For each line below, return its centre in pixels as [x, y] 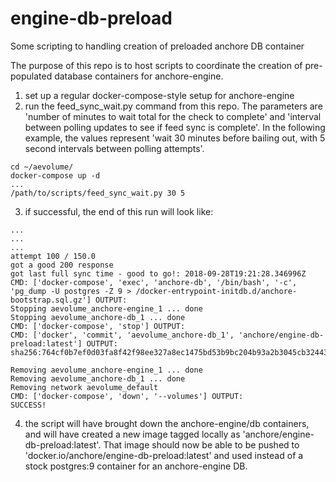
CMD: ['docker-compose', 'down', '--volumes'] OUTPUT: [127, 396]
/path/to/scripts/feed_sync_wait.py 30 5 [98, 193]
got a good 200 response [62, 265]
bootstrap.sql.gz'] [51, 300]
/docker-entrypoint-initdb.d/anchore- [216, 291]
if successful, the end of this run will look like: [119, 211]
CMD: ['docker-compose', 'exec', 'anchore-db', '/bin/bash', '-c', [154, 282]
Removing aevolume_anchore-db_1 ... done [98, 378]
